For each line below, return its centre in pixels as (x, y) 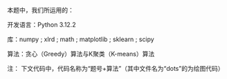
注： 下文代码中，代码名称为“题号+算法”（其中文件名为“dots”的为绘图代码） (116, 68)
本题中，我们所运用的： (40, 10)
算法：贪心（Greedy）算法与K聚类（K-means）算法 (81, 54)
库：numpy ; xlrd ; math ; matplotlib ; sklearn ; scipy (81, 39)
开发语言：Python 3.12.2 (42, 25)
